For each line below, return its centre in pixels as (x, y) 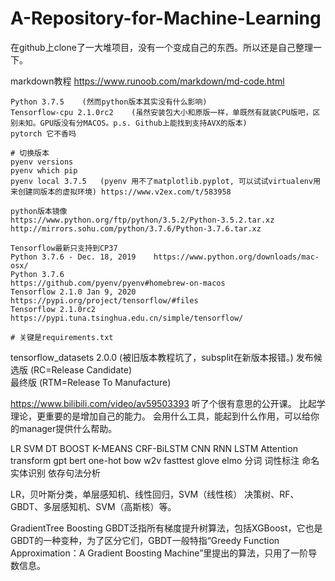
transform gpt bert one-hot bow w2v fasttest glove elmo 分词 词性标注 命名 (165, 460)
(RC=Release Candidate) (81, 369)
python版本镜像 (39, 211)
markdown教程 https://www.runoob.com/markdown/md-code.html (147, 81)
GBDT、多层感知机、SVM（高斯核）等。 (93, 506)
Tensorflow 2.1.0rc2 (53, 309)
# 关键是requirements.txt (62, 337)
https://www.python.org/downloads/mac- (236, 257)
